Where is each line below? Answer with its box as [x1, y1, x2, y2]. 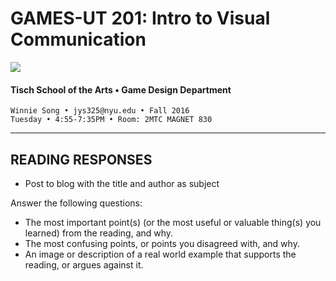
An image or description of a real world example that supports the [24, 248, 297, 260]
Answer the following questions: [10, 197, 143, 209]
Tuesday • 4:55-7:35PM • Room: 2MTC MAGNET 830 [10, 115, 213, 125]
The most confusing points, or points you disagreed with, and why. [24, 237, 300, 249]
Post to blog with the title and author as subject [24, 177, 220, 189]
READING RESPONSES [10, 151, 153, 168]
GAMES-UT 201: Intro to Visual [10, 7, 271, 30]
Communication [10, 28, 147, 51]
